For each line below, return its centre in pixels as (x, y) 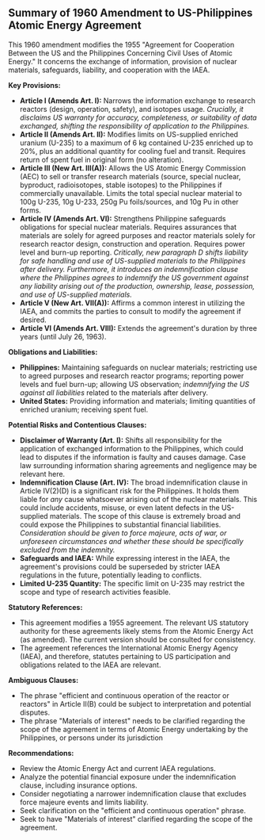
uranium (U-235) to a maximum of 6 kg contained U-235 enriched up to (136, 143)
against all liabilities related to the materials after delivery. (114, 393)
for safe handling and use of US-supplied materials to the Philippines (132, 260)
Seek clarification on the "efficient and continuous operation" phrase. (133, 810)
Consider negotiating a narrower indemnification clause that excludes (133, 793)
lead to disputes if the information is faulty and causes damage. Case (133, 457)
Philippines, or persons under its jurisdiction (91, 738)
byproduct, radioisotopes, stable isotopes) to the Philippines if (121, 185)
